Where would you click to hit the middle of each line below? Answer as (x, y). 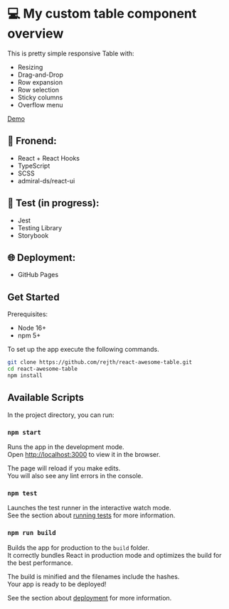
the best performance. (40, 563)
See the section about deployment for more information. (90, 598)
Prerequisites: (28, 314)
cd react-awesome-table (43, 369)
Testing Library (40, 227)
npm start (24, 432)
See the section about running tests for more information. (91, 515)
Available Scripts (46, 398)
